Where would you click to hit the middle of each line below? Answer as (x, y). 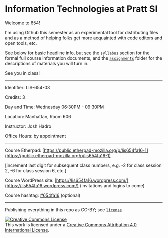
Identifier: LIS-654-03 (28, 87)
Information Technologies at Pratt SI (81, 9)
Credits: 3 (15, 97)
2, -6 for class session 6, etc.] (36, 170)
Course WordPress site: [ (31, 180)
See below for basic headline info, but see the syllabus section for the (77, 53)
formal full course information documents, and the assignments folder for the (84, 58)
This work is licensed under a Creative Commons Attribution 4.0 (71, 225)
